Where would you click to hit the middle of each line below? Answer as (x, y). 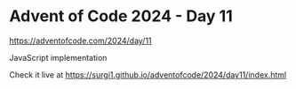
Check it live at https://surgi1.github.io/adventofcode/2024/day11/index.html (148, 74)
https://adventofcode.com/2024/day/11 (81, 41)
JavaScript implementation (58, 57)
